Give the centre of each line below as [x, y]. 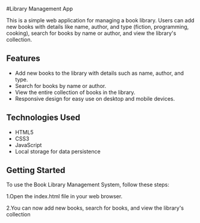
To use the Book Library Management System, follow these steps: [88, 185]
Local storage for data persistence [58, 151]
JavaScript [28, 145]
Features [23, 59]
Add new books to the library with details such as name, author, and [99, 73]
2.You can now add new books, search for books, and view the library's [95, 208]
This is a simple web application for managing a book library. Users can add [100, 20]
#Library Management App [40, 9]
